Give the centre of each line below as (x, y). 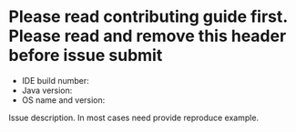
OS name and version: (63, 100)
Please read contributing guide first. (148, 17)
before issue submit (86, 56)
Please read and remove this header (148, 36)
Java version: (47, 90)
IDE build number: (56, 80)
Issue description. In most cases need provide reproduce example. (134, 117)
